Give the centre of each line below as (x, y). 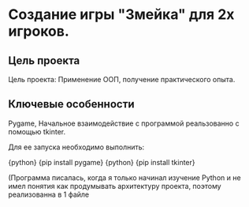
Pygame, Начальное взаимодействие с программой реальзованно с (124, 123)
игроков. (39, 31)
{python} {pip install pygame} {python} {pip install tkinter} (102, 162)
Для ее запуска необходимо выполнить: (76, 147)
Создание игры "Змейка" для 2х (121, 15)
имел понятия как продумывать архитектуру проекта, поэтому (115, 186)
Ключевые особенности (72, 104)
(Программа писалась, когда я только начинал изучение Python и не (125, 177)
